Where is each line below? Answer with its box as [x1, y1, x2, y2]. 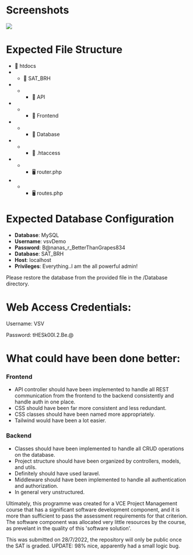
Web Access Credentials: [6, 301, 132, 313]
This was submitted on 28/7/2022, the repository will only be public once [6, 536, 182, 543]
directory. [6, 280, 29, 287]
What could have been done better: [6, 351, 181, 365]
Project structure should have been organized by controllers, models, [14, 457, 181, 464]
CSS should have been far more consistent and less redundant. [14, 405, 167, 412]
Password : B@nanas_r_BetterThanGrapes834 [14, 244, 125, 251]
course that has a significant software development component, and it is [6, 506, 180, 513]
